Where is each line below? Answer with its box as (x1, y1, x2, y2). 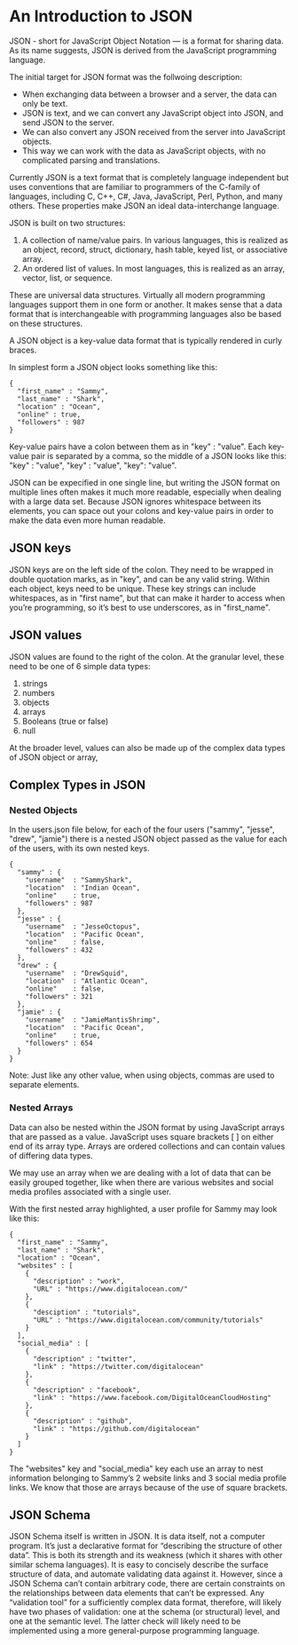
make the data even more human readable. (9, 515, 166, 526)
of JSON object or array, (9, 752, 98, 763)
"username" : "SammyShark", (25, 876, 133, 885)
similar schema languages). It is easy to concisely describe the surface (9, 1560, 269, 1570)
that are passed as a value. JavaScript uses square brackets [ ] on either (9, 1131, 274, 1142)
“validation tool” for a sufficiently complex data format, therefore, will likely (9, 1597, 282, 1608)
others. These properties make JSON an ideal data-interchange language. (9, 200, 279, 210)
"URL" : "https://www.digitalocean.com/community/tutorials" (32, 1316, 264, 1325)
